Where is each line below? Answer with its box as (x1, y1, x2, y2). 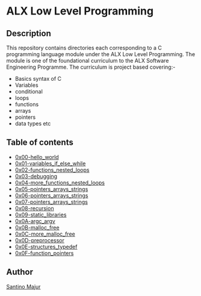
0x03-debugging (14, 172, 58, 180)
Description (6, 28, 51, 39)
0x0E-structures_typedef (14, 243, 78, 250)
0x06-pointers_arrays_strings (14, 192, 88, 199)
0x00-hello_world (14, 153, 59, 160)
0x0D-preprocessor (14, 236, 65, 244)
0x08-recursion (14, 204, 54, 212)
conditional (14, 88, 43, 95)
